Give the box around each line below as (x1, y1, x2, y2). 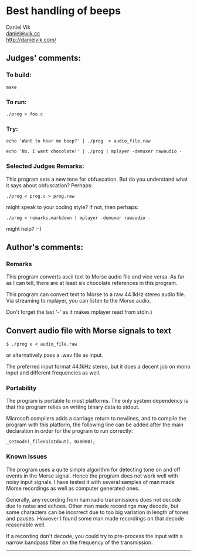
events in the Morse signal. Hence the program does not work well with (6, 472, 178, 479)
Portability (6, 384, 37, 392)
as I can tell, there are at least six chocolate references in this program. (6, 280, 178, 287)
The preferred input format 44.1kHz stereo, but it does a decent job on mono (6, 363, 191, 370)
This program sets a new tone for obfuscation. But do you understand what (6, 175, 188, 183)
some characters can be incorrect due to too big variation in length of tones (6, 508, 189, 516)
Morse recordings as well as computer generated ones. (6, 485, 140, 492)
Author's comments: (6, 242, 84, 252)
